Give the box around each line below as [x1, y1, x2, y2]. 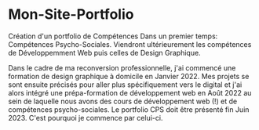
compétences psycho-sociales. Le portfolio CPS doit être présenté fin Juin [8, 104, 250, 114]
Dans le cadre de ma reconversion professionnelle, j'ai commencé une [8, 63, 236, 72]
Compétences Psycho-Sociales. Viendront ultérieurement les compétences [8, 39, 252, 49]
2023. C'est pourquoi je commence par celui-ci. [8, 113, 163, 122]
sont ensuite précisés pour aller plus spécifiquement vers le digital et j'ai [8, 80, 243, 89]
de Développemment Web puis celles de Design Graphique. [8, 48, 202, 57]
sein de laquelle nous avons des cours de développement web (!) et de [8, 96, 238, 106]
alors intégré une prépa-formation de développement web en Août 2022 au [8, 88, 252, 97]
